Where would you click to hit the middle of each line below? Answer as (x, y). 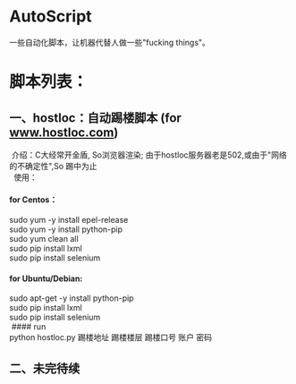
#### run (29, 327)
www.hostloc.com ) (64, 132)
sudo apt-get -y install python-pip (72, 298)
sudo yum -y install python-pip (66, 229)
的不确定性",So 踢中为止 (53, 166)
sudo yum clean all (44, 239)
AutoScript (51, 17)
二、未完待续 (45, 368)
